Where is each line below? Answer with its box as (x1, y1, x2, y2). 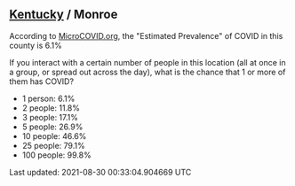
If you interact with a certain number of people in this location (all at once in (9, 57, 286, 67)
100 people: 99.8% (21, 150, 92, 160)
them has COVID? (9, 75, 74, 87)
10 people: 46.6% (21, 130, 87, 141)
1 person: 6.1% (21, 93, 76, 104)
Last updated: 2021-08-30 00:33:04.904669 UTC (9, 167, 192, 177)
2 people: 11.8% (21, 102, 81, 113)
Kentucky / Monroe (9, 7, 118, 22)
